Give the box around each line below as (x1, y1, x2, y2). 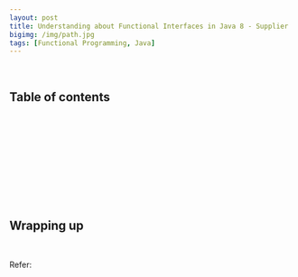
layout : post (9, 13, 59, 23)
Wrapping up (9, 217, 84, 233)
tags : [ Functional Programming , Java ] (9, 38, 155, 48)
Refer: (9, 259, 33, 271)
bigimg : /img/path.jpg (9, 30, 95, 39)
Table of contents (9, 89, 110, 105)
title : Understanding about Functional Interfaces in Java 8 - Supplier (9, 22, 289, 31)
